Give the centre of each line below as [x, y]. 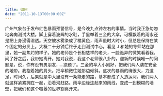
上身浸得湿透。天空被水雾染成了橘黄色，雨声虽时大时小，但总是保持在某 [86, 40]
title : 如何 [16, 9]
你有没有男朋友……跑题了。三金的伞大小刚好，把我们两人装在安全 [91, 64]
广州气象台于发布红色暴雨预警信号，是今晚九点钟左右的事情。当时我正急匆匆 [81, 28]
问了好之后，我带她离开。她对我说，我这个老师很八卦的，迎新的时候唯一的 [79, 58]
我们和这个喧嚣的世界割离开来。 [49, 89]
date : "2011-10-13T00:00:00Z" [36, 14]
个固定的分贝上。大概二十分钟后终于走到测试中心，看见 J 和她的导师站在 [78, 46]
